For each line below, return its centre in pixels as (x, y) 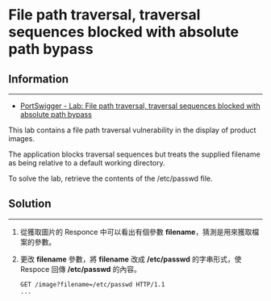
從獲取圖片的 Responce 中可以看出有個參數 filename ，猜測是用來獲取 (136, 232)
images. (21, 138)
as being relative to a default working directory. (87, 163)
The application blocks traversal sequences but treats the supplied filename (134, 154)
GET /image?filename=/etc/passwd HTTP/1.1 (92, 284)
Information (39, 79)
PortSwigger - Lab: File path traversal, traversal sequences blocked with (140, 106)
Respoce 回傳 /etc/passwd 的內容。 (80, 269)
